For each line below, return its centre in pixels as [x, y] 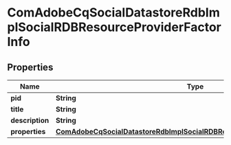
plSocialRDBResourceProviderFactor [114, 27]
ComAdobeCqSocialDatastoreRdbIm [113, 13]
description [30, 120]
